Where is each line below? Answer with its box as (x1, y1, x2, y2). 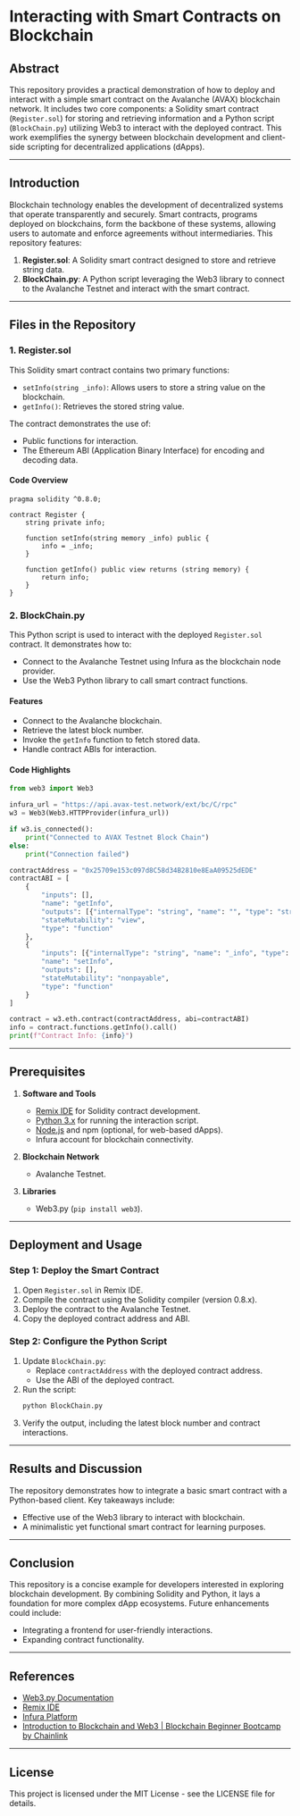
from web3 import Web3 (9, 784, 94, 793)
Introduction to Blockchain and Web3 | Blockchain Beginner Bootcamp (21, 1721, 281, 1732)
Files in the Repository (9, 317, 137, 332)
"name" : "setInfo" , (41, 958, 114, 967)
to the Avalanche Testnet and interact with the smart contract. (21, 283, 250, 294)
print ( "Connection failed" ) (25, 849, 129, 858)
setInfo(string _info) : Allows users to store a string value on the (21, 381, 266, 392)
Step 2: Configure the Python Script (9, 1335, 168, 1348)
